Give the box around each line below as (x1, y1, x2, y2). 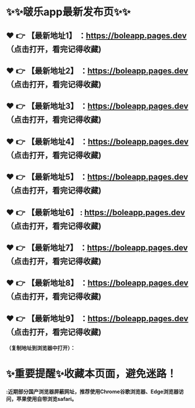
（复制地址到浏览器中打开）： (6, 345, 76, 352)
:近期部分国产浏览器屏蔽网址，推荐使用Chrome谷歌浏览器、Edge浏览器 (6, 388, 179, 395)
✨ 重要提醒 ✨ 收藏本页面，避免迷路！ (6, 367, 177, 380)
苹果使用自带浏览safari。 (16, 396, 77, 403)
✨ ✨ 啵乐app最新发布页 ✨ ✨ (6, 5, 131, 19)
